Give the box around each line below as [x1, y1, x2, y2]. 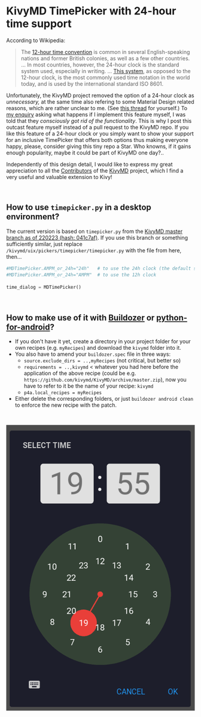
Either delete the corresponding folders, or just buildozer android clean [14, 395, 193, 403]
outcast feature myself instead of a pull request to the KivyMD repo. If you [6, 123, 189, 131]
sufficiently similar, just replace [6, 240, 83, 247]
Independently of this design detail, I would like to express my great [6, 161, 173, 168]
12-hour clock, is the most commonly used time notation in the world [20, 74, 190, 81]
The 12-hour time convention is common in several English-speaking [20, 48, 190, 55]
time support [6, 17, 72, 31]
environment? [6, 211, 60, 222]
